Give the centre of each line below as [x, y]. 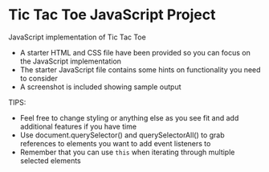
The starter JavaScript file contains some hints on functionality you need [140, 69]
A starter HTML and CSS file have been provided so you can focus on [135, 52]
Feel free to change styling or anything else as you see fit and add [129, 117]
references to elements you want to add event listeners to [115, 143]
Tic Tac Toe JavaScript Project [112, 15]
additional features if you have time [78, 126]
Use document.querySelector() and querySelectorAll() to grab [122, 135]
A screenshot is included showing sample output [100, 87]
